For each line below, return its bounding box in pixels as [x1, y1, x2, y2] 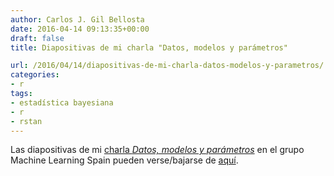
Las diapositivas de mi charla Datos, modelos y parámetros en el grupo [10, 144, 305, 156]
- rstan [10, 116, 43, 126]
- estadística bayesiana [10, 97, 114, 108]
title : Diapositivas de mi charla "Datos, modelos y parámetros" [10, 42, 288, 53]
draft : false [10, 33, 65, 43]
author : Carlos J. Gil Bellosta [10, 14, 145, 25]
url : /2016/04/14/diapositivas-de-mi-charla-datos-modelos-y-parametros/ [10, 61, 325, 71]
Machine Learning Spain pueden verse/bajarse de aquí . [10, 154, 239, 166]
